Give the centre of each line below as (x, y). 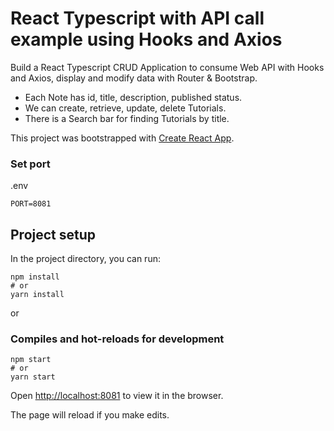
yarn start (33, 377)
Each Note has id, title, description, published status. (133, 97)
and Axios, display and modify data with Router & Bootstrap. (134, 78)
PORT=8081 (31, 204)
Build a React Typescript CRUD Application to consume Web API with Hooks (167, 67)
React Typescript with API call (137, 18)
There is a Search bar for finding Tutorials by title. (127, 118)
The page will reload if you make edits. (90, 415)
